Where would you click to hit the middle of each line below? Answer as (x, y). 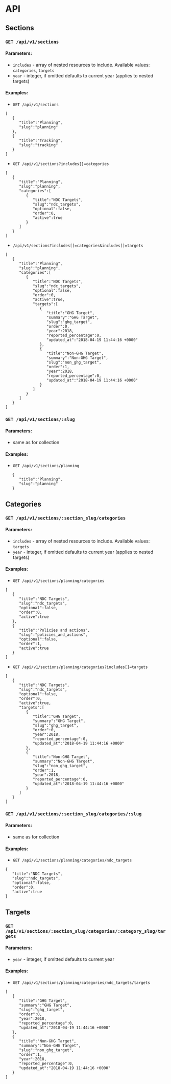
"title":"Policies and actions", (54, 630)
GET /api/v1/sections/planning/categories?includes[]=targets (80, 667)
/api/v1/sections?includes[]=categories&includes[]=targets (78, 246)
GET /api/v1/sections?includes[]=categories (61, 164)
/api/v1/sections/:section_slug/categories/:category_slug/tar (86, 931)
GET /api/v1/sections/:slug (40, 419)
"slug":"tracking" (38, 145)
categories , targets (33, 70)
